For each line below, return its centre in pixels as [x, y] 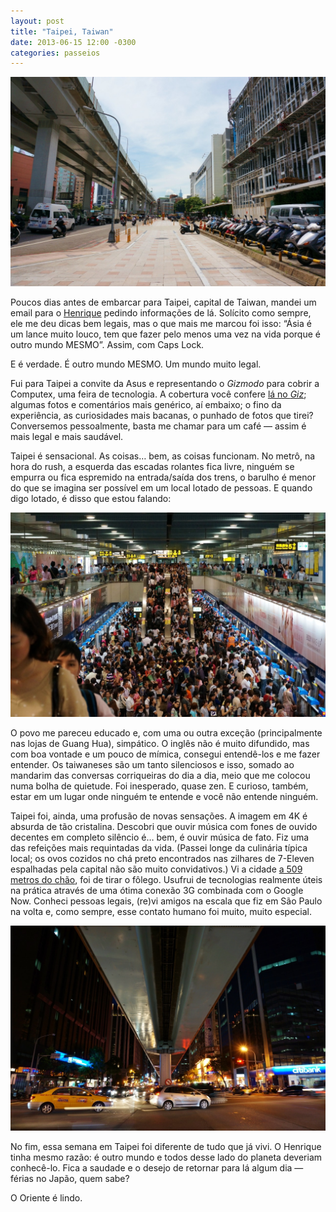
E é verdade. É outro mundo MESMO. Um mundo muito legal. [136, 364]
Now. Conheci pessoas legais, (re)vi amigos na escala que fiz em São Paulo [166, 901]
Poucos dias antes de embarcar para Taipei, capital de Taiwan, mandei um [163, 302]
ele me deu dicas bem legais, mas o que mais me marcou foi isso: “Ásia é [161, 323]
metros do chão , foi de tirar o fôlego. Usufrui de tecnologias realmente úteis [166, 879]
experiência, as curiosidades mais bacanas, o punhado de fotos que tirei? [162, 415]
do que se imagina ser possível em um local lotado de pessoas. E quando [161, 487]
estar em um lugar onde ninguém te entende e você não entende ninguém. [164, 796]
